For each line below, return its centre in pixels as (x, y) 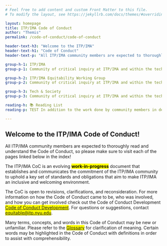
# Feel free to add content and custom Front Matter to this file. (77, 10)
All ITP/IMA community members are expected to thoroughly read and (77, 146)
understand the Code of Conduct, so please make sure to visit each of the (81, 152)
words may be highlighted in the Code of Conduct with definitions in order (81, 233)
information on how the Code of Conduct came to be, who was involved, (80, 197)
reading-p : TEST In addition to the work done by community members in (81, 110)
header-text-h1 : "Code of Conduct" (42, 51)
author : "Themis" (23, 33)
